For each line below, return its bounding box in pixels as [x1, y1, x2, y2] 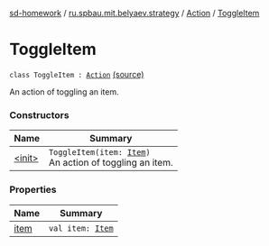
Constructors [9, 108, 70, 121]
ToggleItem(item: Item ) [48, 148, 151, 158]
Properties [9, 184, 57, 196]
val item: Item [48, 223, 115, 233]
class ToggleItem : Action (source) [9, 68, 144, 79]
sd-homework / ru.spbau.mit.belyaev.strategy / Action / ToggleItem [9, 8, 260, 18]
